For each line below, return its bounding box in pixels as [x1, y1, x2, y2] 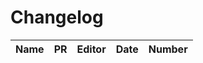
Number [148, 42, 188, 56]
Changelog [10, 6, 104, 29]
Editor [76, 42, 107, 56]
